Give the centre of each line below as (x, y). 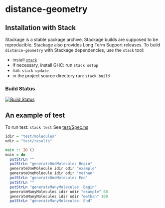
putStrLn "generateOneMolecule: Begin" (51, 164)
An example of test (35, 115)
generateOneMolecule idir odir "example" (53, 169)
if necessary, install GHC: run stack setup (55, 65)
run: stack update (30, 70)
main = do (15, 155)
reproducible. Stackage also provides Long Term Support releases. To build (83, 45)
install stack (25, 60)
